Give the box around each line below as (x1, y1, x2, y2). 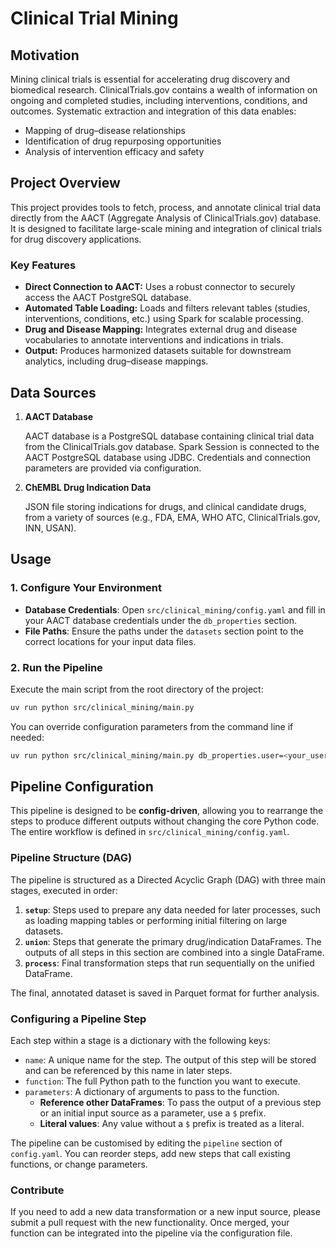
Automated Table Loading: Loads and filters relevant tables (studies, (24, 302, 311, 314)
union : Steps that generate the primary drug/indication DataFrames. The (24, 935, 322, 947)
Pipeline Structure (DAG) (10, 851, 133, 865)
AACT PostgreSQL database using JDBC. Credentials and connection (24, 451, 312, 463)
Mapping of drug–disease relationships (24, 125, 186, 136)
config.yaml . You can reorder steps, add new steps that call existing (10, 1148, 291, 1160)
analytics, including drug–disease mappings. (24, 355, 209, 367)
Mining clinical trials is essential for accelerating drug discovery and (10, 73, 291, 85)
